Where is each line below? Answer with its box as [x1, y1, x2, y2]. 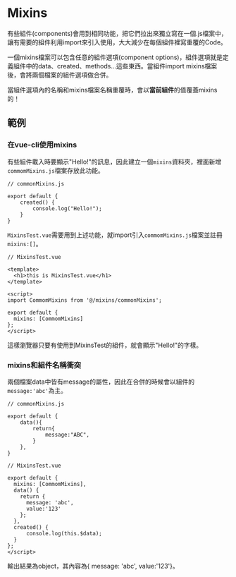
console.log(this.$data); [25, 530, 102, 537]
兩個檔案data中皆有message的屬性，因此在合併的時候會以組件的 [7, 377, 195, 386]
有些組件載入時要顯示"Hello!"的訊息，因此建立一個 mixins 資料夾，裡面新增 [7, 157, 222, 166]
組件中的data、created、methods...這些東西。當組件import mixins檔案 [13, 61, 218, 70]
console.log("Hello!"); [32, 205, 102, 212]
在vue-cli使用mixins [7, 140, 77, 150]
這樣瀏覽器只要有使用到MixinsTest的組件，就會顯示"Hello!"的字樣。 [7, 341, 203, 349]
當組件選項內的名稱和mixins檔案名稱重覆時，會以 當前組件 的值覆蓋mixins [7, 85, 218, 94]
